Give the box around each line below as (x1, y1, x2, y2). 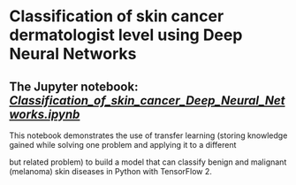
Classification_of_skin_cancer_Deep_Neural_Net (9, 93, 285, 108)
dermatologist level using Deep (9, 25, 243, 45)
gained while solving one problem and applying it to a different (9, 140, 237, 150)
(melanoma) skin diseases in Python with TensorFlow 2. (9, 166, 212, 176)
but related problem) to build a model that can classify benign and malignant (9, 157, 287, 167)
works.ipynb (9, 106, 80, 121)
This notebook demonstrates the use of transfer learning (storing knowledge (9, 130, 288, 141)
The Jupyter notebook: (9, 79, 139, 94)
